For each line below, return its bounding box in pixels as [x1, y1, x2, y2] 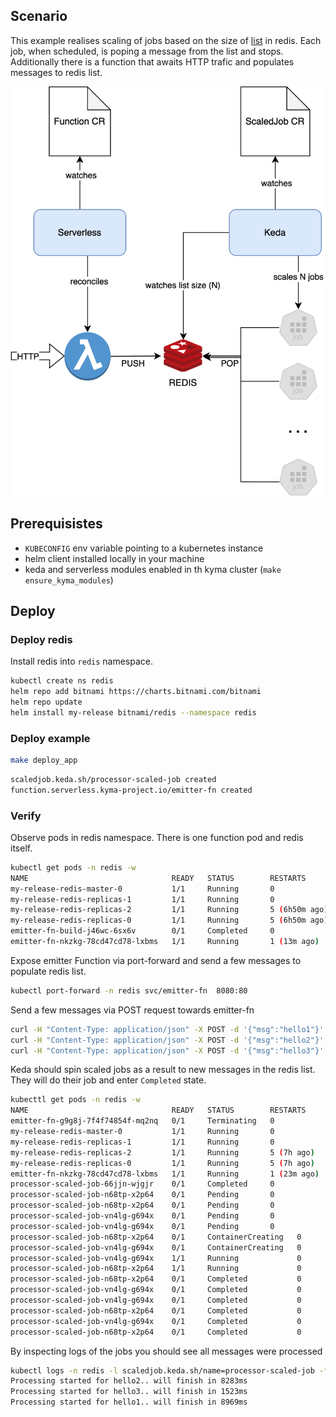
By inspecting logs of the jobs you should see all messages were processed [10, 1345, 323, 1357]
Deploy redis [10, 632, 73, 646]
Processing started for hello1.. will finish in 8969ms [10, 1397, 248, 1408]
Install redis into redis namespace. [10, 655, 154, 668]
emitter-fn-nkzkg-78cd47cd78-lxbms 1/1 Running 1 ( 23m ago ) [10, 1169, 320, 1179]
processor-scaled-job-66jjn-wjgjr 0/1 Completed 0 [10, 1179, 275, 1189]
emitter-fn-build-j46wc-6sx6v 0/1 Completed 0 [10, 926, 275, 936]
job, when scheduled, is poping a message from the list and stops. [10, 45, 284, 57]
